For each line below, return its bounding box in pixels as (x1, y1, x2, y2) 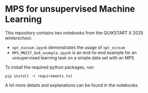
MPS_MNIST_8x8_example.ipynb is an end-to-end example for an (12, 50, 137, 56)
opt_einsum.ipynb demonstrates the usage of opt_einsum (12, 44, 125, 50)
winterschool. (5, 35, 33, 41)
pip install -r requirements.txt (5, 74, 73, 78)
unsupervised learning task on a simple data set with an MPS (12, 55, 134, 60)
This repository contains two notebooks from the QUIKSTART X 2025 (5, 30, 144, 36)
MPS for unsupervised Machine (5, 3, 135, 15)
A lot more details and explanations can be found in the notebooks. (5, 82, 139, 88)
